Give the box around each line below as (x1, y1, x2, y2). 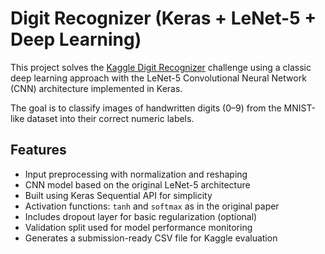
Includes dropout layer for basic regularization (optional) (24, 210, 258, 222)
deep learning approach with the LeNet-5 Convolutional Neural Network (10, 72, 307, 84)
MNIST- (283, 102, 316, 114)
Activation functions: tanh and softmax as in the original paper (24, 200, 280, 212)
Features (10, 142, 67, 159)
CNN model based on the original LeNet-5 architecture (24, 178, 251, 191)
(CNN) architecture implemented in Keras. (10, 82, 183, 94)
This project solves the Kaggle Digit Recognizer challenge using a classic (10, 61, 312, 73)
